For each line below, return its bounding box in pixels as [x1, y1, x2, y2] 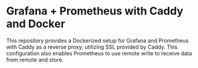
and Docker [6, 17, 65, 31]
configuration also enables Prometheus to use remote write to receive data [6, 49, 192, 57]
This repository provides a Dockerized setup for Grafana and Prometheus [6, 37, 189, 44]
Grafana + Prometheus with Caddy [6, 4, 184, 18]
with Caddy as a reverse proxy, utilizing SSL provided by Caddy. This [6, 43, 178, 51]
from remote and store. [6, 56, 64, 63]
